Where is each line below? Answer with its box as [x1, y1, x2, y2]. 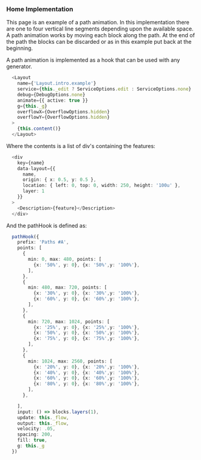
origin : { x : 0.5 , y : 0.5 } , [22, 177, 97, 183]
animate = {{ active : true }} [17, 97, 88, 104]
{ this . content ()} [17, 126, 61, 132]
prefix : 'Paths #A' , [17, 239, 69, 246]
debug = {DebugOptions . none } [17, 91, 86, 97]
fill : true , [17, 437, 47, 444]
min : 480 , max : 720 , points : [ [28, 285, 107, 291]
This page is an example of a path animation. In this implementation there [6, 19, 190, 26]
